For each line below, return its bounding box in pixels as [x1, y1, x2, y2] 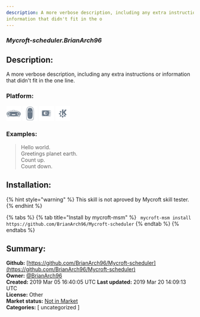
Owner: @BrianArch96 [6, 272, 62, 279]
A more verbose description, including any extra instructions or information [6, 70, 190, 78]
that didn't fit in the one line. [6, 77, 76, 84]
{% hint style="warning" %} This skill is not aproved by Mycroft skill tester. [6, 196, 189, 203]
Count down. [20, 162, 52, 170]
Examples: [6, 130, 37, 139]
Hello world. [20, 143, 51, 150]
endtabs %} [6, 226, 36, 233]
